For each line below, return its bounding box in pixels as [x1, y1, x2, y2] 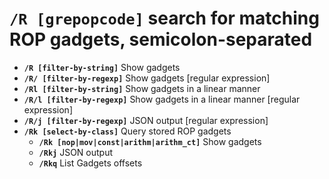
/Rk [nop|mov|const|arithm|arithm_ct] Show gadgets [38, 135, 262, 147]
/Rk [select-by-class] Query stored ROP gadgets [23, 125, 232, 137]
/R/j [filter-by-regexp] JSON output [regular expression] [23, 114, 269, 126]
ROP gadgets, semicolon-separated [9, 28, 313, 51]
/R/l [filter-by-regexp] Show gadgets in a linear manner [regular [23, 93, 301, 105]
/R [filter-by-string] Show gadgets [23, 61, 181, 73]
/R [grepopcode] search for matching [9, 7, 320, 30]
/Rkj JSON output [38, 146, 114, 158]
